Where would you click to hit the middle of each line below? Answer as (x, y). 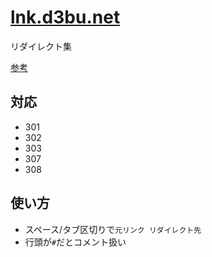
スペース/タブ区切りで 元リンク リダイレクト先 (113, 229)
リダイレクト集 (41, 46)
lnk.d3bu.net (65, 17)
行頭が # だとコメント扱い (75, 242)
